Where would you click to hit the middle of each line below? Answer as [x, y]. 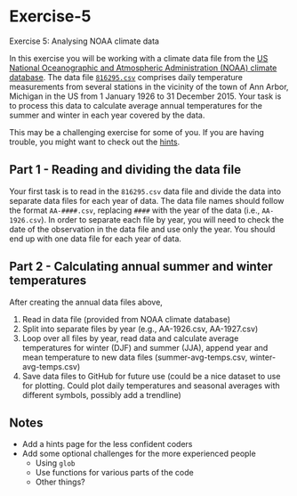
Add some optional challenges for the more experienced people [139, 454]
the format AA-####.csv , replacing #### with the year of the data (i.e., [135, 210]
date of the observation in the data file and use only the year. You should [142, 229]
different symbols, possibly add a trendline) [102, 394]
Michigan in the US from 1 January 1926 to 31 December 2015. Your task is [145, 96]
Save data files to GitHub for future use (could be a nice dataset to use [151, 376]
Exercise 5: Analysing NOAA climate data [84, 41]
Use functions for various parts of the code [114, 473]
